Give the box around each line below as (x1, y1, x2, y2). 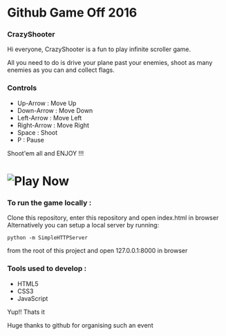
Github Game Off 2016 (7, 5, 138, 21)
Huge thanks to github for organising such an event (7, 321, 153, 329)
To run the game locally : (7, 198, 92, 207)
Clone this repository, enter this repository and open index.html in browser (7, 214, 219, 222)
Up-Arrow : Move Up (17, 99, 77, 107)
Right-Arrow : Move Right (17, 121, 90, 129)
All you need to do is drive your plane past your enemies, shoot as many (7, 59, 213, 67)
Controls (7, 83, 37, 93)
